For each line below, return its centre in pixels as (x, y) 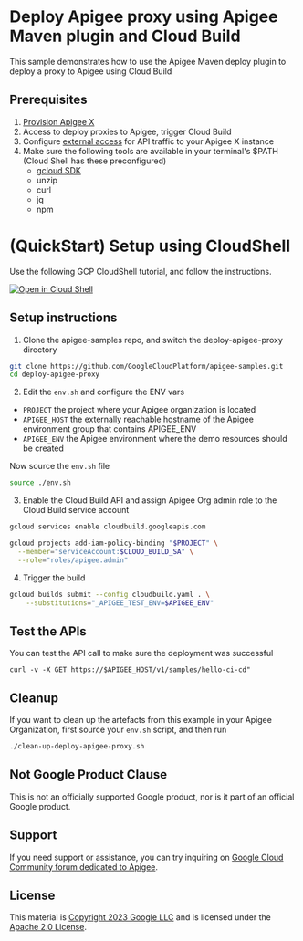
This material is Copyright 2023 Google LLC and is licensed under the (140, 917)
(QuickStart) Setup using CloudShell (150, 246)
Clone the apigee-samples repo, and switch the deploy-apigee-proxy (152, 340)
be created (43, 448)
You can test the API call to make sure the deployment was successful (141, 653)
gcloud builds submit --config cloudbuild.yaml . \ (110, 594)
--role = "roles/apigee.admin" (73, 560)
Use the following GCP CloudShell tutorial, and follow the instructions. (141, 271)
